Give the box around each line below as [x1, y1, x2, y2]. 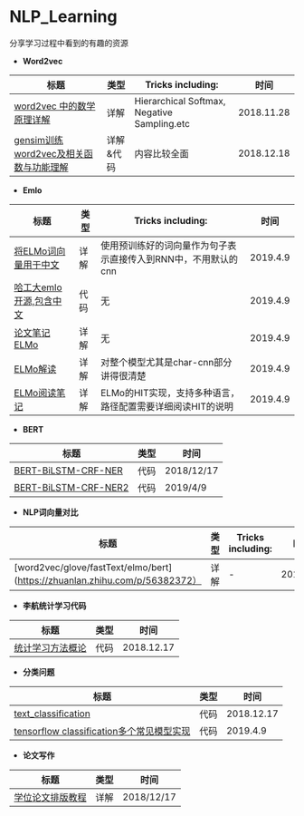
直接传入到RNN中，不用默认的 [109, 252, 238, 265]
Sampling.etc [134, 117, 190, 130]
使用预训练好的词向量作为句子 [100, 238, 228, 251]
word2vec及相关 [14, 147, 84, 160]
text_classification [14, 707, 90, 720]
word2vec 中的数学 [14, 100, 96, 112]
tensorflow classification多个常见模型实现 [14, 724, 191, 737]
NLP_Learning [9, 6, 118, 27]
